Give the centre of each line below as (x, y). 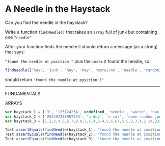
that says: (15, 52)
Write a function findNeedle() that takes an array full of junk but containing (81, 32)
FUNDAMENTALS (23, 93)
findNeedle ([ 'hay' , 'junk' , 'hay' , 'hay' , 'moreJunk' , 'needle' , (73, 70)
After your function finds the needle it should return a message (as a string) (82, 46)
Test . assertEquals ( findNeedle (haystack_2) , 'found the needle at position (83, 135)
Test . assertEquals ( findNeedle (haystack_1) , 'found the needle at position (83, 130)
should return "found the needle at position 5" (55, 80)
